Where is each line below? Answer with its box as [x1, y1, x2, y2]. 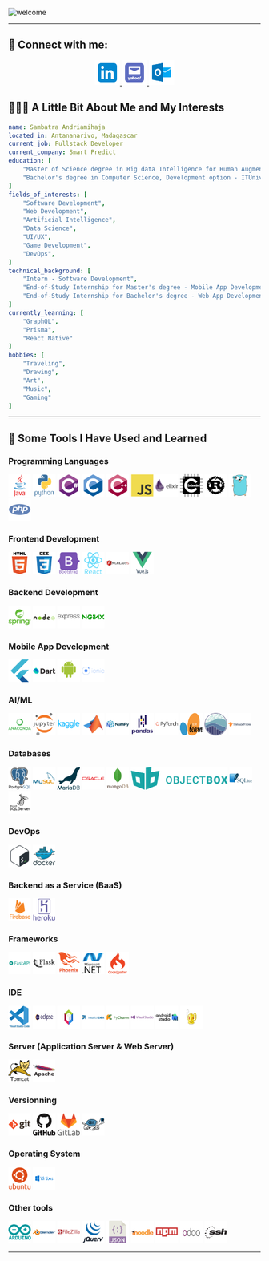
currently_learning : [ [8, 308, 84, 316]
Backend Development [8, 587, 98, 598]
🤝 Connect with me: [8, 38, 108, 52]
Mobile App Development [8, 641, 110, 652]
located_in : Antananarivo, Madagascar [8, 131, 138, 139]
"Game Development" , [22, 241, 91, 249]
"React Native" [22, 334, 74, 342]
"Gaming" [22, 393, 52, 401]
